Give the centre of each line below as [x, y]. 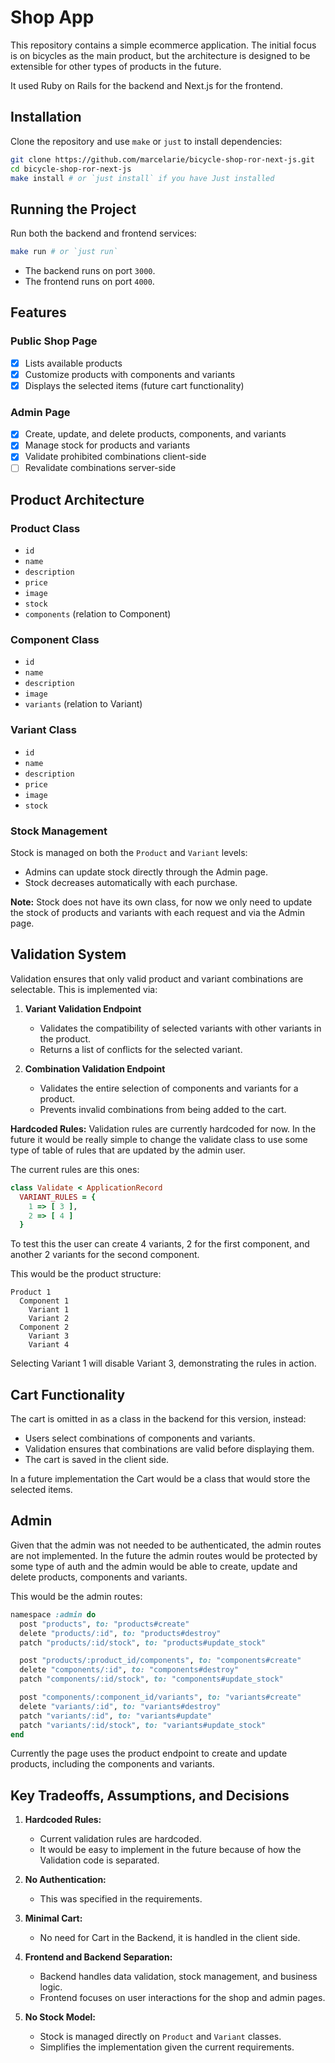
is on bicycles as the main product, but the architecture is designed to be [160, 55]
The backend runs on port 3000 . [90, 271]
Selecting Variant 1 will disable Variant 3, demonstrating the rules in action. [163, 1363]
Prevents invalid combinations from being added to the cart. [163, 1109]
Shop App [52, 17]
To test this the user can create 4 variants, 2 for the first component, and [160, 1244]
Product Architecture [77, 499]
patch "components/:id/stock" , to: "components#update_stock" [151, 1679]
